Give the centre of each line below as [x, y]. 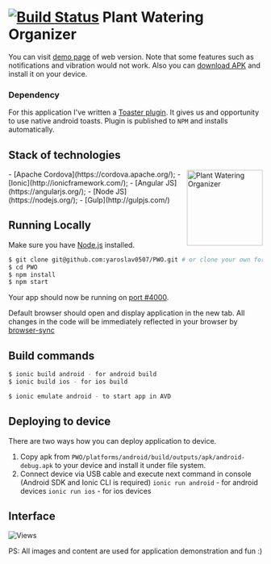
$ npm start [28, 282]
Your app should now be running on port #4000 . [89, 298]
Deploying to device [60, 422]
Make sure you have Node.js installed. [72, 244]
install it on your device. [48, 73]
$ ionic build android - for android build [83, 374]
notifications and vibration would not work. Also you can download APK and [134, 65]
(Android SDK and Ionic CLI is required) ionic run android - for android [139, 482]
